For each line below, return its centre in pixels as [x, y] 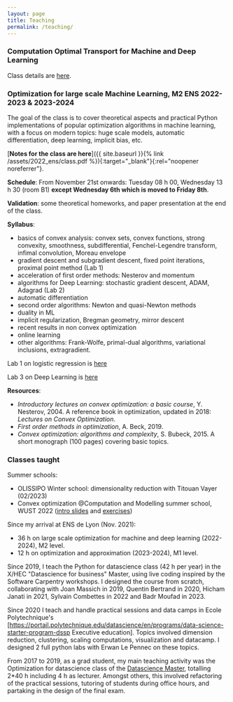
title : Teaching [31, 20]
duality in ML [36, 312]
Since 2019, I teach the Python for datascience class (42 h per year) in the [114, 567]
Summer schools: [33, 475]
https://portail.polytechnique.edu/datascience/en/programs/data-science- [116, 625]
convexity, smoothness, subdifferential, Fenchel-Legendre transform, [117, 245]
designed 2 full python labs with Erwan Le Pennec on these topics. [103, 647]
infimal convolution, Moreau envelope [72, 253]
